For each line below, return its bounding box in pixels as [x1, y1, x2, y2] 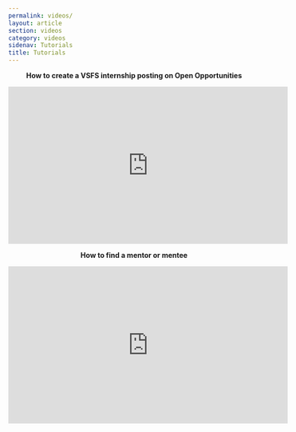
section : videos [8, 26, 62, 34]
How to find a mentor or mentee [80, 251, 188, 260]
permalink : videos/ [8, 11, 73, 20]
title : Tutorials [8, 49, 66, 57]
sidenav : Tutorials [8, 42, 73, 50]
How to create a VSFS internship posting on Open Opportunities [26, 71, 243, 80]
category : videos [8, 34, 66, 42]
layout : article [8, 19, 62, 27]
